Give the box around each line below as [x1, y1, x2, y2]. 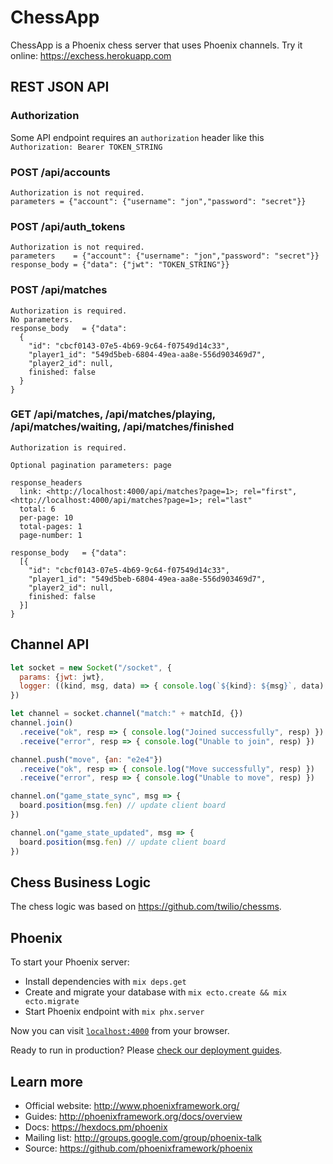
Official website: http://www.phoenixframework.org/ [24, 1099, 240, 1111]
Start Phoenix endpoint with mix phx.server [24, 1006, 205, 1018]
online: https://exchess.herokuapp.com [10, 49, 172, 61]
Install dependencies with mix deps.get [24, 976, 187, 988]
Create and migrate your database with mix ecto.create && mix [24, 986, 287, 998]
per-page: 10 [19, 512, 74, 523]
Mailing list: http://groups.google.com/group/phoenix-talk [24, 1131, 263, 1143]
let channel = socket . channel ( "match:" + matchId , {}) [10, 709, 244, 719]
